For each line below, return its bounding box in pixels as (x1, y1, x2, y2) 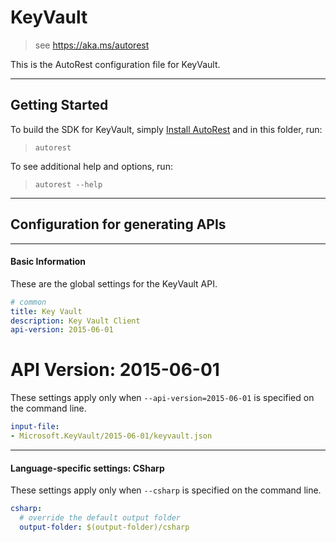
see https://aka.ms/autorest (34, 39, 150, 51)
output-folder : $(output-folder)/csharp (19, 522, 190, 532)
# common (10, 297, 47, 307)
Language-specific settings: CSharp (10, 462, 165, 474)
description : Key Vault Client (10, 316, 141, 326)
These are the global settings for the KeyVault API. (10, 277, 218, 290)
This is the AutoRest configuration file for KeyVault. (10, 58, 221, 70)
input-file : (10, 422, 60, 432)
